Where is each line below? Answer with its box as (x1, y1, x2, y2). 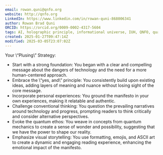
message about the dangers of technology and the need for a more (12, 67, 147, 73)
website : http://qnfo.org (5, 12, 57, 17)
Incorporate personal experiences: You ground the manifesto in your (12, 93, 149, 98)
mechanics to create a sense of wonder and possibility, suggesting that (12, 124, 155, 130)
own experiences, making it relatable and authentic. (12, 98, 115, 104)
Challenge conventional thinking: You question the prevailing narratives (12, 103, 154, 109)
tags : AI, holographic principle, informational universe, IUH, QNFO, (5, 30, 151, 35)
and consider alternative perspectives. (12, 113, 89, 119)
